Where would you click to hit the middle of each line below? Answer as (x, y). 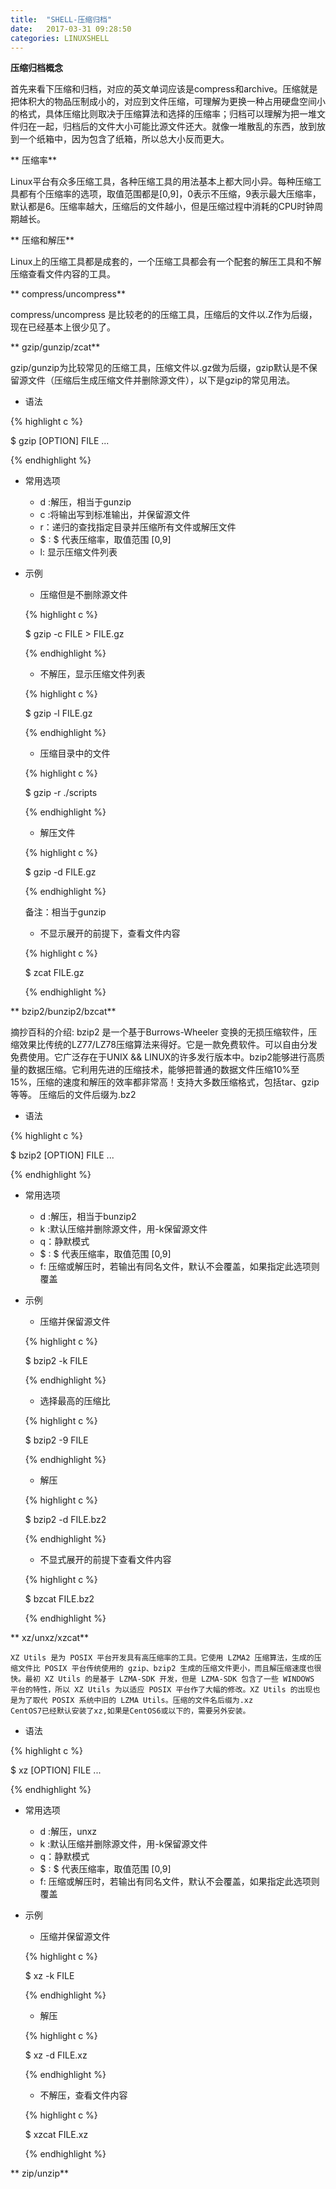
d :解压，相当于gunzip (85, 502)
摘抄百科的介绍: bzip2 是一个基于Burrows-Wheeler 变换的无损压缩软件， (159, 1032)
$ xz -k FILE (49, 1976)
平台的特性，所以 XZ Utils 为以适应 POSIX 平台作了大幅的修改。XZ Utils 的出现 (161, 1690)
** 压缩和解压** (42, 240)
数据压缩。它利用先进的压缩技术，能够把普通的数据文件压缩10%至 (163, 1070)
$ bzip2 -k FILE (56, 1361)
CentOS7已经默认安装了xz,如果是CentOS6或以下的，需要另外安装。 (130, 1711)
